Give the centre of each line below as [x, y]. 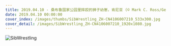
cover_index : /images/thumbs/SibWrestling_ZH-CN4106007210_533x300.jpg [83, 19]
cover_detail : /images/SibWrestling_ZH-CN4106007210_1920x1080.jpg [78, 24]
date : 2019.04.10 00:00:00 [34, 14]
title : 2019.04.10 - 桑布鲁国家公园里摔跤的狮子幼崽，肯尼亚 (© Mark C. [77, 10]
